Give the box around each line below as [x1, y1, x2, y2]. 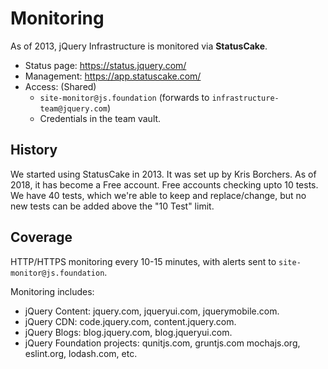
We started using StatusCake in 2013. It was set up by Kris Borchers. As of [10, 168, 317, 180]
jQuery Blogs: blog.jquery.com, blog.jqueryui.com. [24, 326, 233, 338]
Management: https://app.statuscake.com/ [24, 70, 202, 82]
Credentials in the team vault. [39, 112, 162, 124]
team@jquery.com [39, 103, 108, 114]
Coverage [10, 229, 73, 246]
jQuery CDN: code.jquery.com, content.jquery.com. [24, 315, 237, 327]
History [10, 142, 58, 159]
